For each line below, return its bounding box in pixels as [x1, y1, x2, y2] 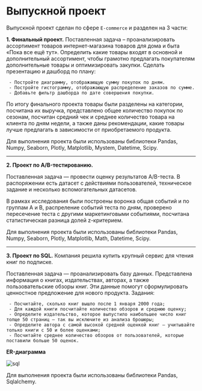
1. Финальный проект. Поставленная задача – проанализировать [6, 35, 176, 43]
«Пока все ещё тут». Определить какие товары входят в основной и [6, 48, 182, 55]
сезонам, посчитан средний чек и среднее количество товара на [6, 113, 175, 120]
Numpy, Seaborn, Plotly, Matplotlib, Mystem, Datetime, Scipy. [6, 144, 158, 151]
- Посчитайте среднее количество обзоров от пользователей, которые [8, 332, 185, 338]
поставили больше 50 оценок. [6, 337, 79, 343]
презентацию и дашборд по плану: [6, 67, 96, 75]
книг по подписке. [6, 258, 53, 265]
